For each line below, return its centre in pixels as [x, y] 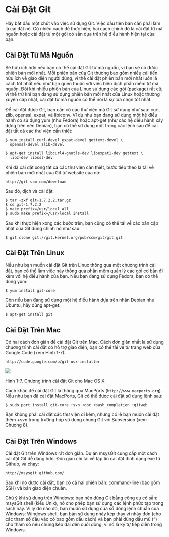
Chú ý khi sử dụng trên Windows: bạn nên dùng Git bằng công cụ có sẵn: [81, 498]
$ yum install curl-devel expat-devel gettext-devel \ [64, 140]
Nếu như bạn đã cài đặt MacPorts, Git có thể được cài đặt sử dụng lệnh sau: [84, 396]
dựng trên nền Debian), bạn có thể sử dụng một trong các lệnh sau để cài [81, 125]
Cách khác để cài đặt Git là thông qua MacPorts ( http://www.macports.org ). [84, 391]
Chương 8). [17, 425]
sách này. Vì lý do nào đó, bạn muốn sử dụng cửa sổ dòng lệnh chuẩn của [82, 509]
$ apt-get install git [29, 314]
